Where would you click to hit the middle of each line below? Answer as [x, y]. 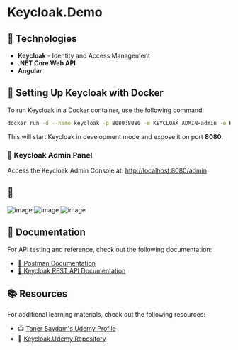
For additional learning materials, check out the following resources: [106, 315]
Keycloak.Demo [55, 12]
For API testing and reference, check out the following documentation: [110, 249]
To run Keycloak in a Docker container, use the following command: [106, 110]
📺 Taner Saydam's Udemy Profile [67, 329]
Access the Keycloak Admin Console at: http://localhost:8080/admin [107, 170]
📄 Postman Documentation [57, 263]
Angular [30, 71]
